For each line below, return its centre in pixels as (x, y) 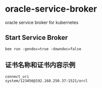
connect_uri (17, 76)
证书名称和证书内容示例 (40, 65)
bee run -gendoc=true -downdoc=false (43, 49)
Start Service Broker (36, 38)
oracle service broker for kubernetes (42, 22)
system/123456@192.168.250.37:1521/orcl (47, 81)
